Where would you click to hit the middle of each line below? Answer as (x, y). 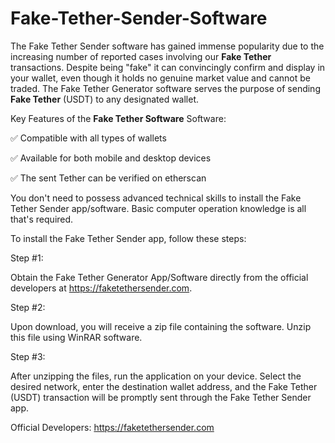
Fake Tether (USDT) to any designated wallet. (105, 99)
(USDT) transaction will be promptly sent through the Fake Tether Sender (161, 397)
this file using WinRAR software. (76, 337)
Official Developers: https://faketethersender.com (112, 427)
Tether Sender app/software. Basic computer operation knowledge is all (158, 208)
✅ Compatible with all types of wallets (88, 138)
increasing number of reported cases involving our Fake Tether (141, 56)
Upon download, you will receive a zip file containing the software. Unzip (161, 326)
